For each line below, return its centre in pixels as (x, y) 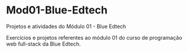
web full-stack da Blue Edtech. (43, 44)
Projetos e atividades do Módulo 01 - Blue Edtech (66, 26)
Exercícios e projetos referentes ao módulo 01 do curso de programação (94, 37)
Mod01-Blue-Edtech (57, 10)
